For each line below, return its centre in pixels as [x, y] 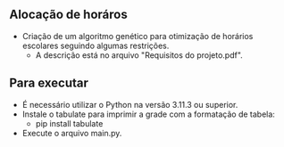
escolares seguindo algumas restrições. [96, 45]
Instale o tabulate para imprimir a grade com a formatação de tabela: [148, 114]
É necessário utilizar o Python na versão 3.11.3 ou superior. [130, 104]
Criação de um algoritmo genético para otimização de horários [138, 36]
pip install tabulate [69, 123]
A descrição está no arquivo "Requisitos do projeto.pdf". [139, 55]
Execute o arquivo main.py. [72, 133]
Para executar [49, 83]
